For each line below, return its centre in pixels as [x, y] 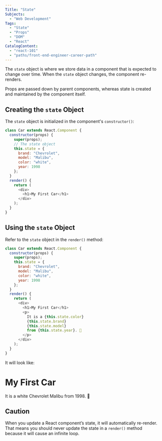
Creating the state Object [44, 110]
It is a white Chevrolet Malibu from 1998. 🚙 [48, 396]
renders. [13, 79]
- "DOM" [17, 37]
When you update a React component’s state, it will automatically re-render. [81, 423]
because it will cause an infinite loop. [42, 434]
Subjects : [15, 14]
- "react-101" [24, 50]
